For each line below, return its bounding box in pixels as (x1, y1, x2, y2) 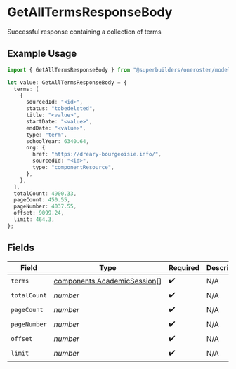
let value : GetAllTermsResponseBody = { (7, 79, 128, 86)
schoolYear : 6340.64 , (25, 137, 90, 145)
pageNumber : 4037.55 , (13, 203, 77, 210)
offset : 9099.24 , (13, 210, 65, 217)
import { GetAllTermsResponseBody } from (7, 66, 131, 74)
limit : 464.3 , (13, 216, 55, 223)
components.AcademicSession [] (53, 276, 162, 286)
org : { (25, 145, 46, 152)
